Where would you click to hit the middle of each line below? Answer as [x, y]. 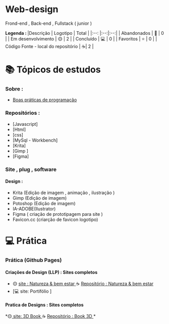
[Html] [19, 129]
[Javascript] [25, 124]
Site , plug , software [31, 169]
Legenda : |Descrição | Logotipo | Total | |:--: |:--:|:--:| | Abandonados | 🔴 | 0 [84, 33]
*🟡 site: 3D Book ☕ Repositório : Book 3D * [50, 316]
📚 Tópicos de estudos [53, 70]
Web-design [32, 9]
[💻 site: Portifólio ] [32, 291]
